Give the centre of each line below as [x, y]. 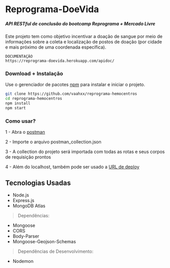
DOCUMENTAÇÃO [19, 57]
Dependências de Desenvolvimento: [56, 251]
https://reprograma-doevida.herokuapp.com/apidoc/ [60, 61]
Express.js [23, 201]
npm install [18, 103]
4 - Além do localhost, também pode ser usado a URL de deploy [72, 167]
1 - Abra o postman [25, 132]
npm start [16, 108]
